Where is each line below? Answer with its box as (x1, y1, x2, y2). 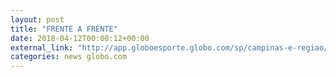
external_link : (10, 42, 74, 53)
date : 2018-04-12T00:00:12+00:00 (10, 33, 150, 43)
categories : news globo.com (10, 52, 128, 62)
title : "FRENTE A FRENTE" (10, 24, 118, 34)
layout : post (10, 14, 65, 25)
